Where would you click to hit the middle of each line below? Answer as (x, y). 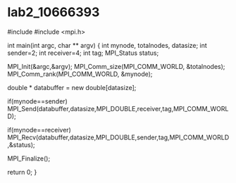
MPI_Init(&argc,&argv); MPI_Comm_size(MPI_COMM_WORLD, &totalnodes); (116, 66)
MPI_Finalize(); (29, 158)
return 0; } (22, 172)
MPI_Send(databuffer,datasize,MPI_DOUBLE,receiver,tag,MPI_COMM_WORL (118, 108)
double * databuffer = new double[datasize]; (72, 87)
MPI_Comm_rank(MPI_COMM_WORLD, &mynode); (80, 74)
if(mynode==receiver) (39, 130)
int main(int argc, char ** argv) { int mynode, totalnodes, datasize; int (107, 45)
